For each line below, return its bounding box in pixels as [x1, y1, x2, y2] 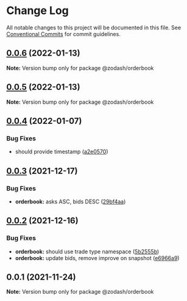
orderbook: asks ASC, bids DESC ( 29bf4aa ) [15, 198, 126, 205]
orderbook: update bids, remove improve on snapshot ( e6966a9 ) [15, 254, 180, 261]
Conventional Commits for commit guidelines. [6, 30, 121, 37]
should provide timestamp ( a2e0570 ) [15, 148, 108, 156]
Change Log [6, 4, 69, 18]
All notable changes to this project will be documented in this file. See [6, 24, 182, 31]
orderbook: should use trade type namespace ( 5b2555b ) [15, 248, 160, 255]
